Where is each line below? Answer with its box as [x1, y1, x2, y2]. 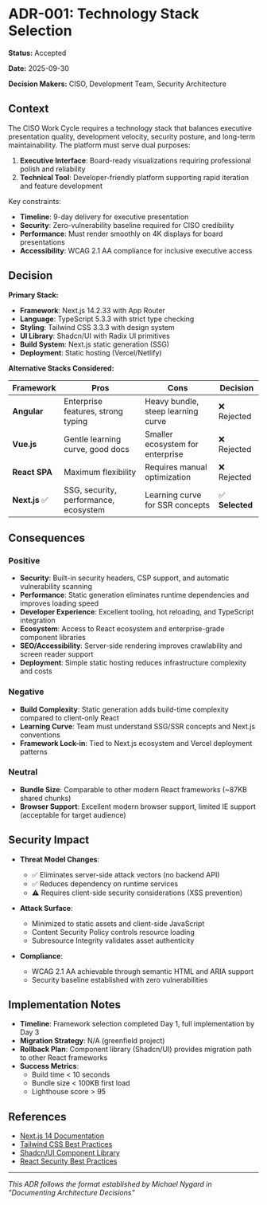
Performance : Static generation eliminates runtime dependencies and [19, 591, 250, 600]
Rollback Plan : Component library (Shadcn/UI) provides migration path [19, 1045, 253, 1054]
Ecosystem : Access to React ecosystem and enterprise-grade [19, 624, 225, 634]
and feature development [19, 181, 103, 190]
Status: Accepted [8, 48, 67, 57]
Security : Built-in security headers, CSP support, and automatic [19, 573, 230, 583]
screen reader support [19, 650, 94, 659]
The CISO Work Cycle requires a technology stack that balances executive [8, 123, 253, 132]
